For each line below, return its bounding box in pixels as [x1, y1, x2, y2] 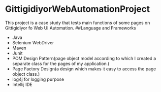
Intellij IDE [12, 81, 33, 87]
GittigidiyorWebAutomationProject [5, 3, 150, 15]
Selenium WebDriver [12, 39, 54, 45]
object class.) [12, 71, 40, 77]
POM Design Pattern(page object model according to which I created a [12, 55, 156, 61]
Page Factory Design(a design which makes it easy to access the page [12, 65, 156, 72]
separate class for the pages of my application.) [12, 61, 110, 66]
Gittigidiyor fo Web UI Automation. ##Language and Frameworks [5, 25, 136, 31]
